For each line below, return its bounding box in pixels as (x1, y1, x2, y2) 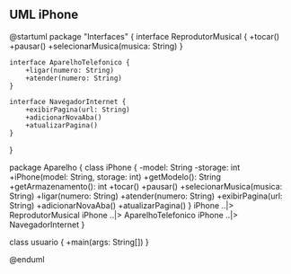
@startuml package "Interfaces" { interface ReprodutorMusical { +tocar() (9, 31, 280, 41)
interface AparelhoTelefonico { (9, 57, 130, 66)
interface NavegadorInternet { (9, 97, 127, 106)
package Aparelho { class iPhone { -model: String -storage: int (9, 162, 241, 172)
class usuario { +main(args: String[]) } (9, 236, 150, 247)
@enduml (9, 253, 45, 264)
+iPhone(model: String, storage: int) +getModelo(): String (9, 171, 222, 182)
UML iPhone (9, 7, 79, 22)
